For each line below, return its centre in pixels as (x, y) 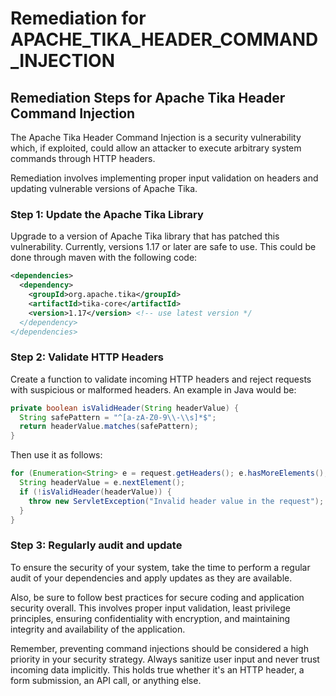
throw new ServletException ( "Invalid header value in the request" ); (176, 501)
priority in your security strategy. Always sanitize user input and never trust (165, 659)
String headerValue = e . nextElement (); (102, 483)
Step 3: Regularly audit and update (96, 545)
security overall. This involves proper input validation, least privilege (150, 608)
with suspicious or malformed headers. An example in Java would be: (153, 389)
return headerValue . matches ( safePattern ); (109, 427)
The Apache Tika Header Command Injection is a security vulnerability (156, 137)
